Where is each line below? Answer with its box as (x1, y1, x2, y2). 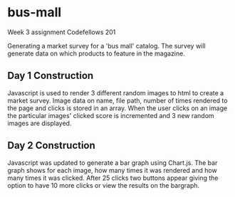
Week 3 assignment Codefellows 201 (7, 28, 116, 36)
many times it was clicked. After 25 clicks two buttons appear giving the (7, 174, 219, 182)
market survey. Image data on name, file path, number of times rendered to (7, 96, 228, 105)
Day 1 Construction (7, 70, 94, 82)
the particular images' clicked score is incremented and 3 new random (7, 111, 215, 119)
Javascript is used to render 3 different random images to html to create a (7, 88, 224, 97)
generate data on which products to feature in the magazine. (7, 49, 185, 58)
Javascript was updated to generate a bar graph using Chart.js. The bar (7, 158, 218, 167)
